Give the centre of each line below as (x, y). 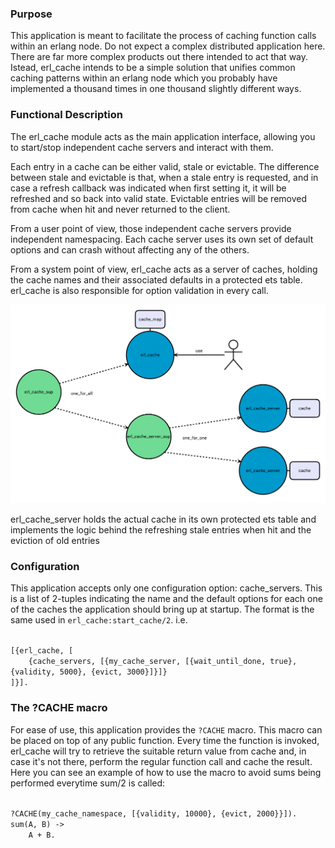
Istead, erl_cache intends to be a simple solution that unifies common (153, 68)
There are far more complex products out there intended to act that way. (159, 57)
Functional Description (66, 115)
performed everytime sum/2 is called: (88, 783)
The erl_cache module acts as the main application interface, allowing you (163, 136)
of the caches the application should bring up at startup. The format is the (162, 609)
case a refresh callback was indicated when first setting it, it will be (148, 188)
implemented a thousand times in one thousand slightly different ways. (156, 89)
